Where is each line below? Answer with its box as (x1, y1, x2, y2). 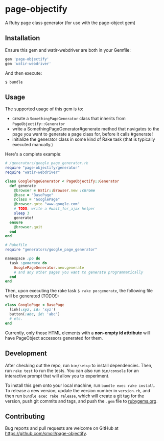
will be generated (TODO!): (5, 293, 60, 299)
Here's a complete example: (5, 151, 62, 157)
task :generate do (9, 260, 47, 265)
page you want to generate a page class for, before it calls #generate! (12, 131, 153, 137)
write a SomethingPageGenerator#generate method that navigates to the (12, 126, 160, 132)
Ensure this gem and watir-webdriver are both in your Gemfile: (5, 47, 131, 53)
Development (5, 349, 47, 358)
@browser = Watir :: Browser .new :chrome (14, 188, 95, 193)
